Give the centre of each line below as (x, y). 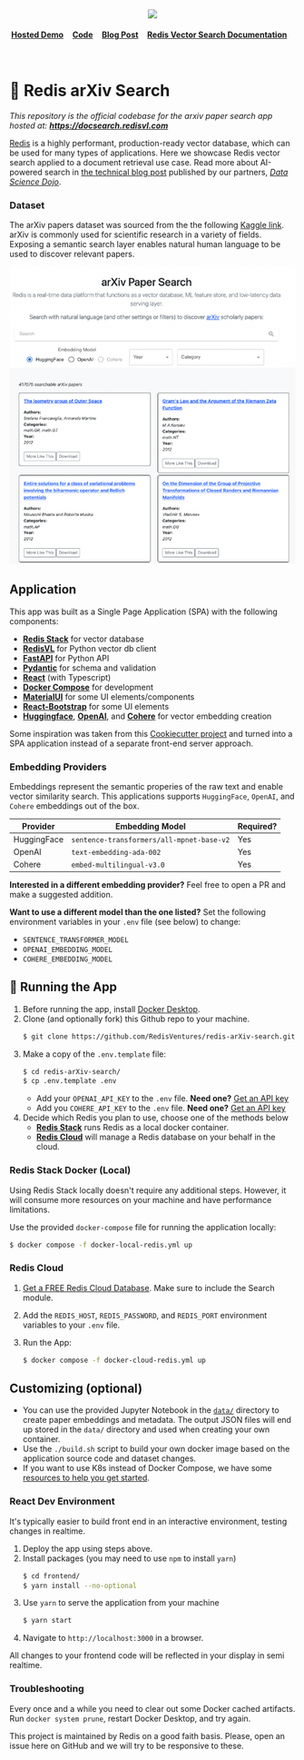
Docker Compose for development (88, 687)
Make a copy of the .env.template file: (94, 1054)
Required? (257, 826)
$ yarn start (47, 1621)
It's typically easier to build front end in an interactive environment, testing (148, 1521)
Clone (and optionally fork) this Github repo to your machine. (136, 1019)
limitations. (30, 1209)
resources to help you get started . (86, 1478)
